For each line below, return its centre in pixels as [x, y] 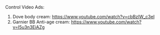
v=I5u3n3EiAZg [29, 27]
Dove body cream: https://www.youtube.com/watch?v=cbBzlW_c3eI [84, 17]
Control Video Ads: [25, 7]
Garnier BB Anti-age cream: [41, 22]
